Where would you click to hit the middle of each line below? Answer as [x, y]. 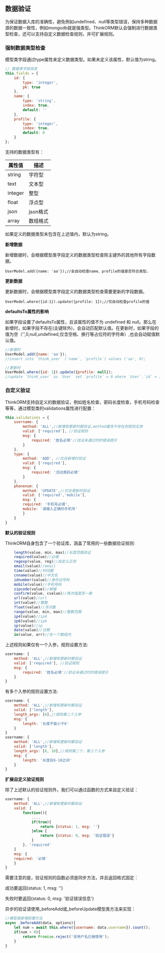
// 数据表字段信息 [21, 69]
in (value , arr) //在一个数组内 [42, 635]
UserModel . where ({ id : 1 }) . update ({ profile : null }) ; [59, 372]
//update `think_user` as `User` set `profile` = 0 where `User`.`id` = [81, 377]
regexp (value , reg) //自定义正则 [45, 562]
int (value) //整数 [31, 603]
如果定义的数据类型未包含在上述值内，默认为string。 [58, 234]
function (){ [35, 813]
